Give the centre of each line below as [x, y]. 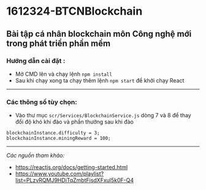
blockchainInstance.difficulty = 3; [53, 133]
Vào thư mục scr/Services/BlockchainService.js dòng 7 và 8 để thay [103, 115]
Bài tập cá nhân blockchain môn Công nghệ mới [99, 34]
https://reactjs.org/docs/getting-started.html [71, 167]
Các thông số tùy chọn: [42, 102]
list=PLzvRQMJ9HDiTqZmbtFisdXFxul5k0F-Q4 [74, 180]
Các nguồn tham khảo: [36, 155]
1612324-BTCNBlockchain [74, 11]
